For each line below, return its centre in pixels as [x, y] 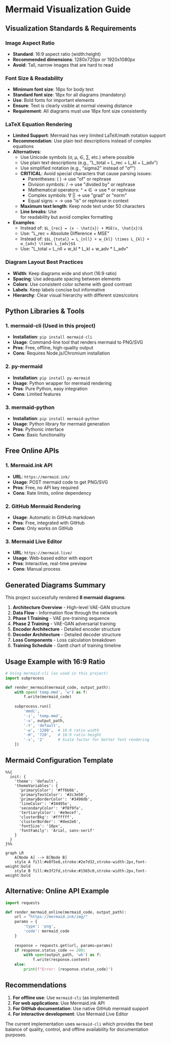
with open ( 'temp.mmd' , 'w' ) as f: [51, 692]
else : [20, 965]
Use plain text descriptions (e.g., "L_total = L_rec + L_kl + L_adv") [89, 163]
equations [23, 147]
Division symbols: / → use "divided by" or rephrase [81, 184]
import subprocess [25, 678]
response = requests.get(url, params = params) [64, 945]
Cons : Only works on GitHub [43, 528]
